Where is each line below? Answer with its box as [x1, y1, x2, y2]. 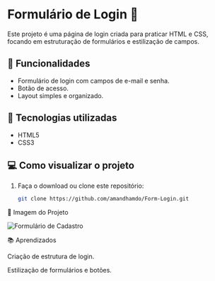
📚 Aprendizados [7, 236, 57, 244]
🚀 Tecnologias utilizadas [7, 112, 117, 124]
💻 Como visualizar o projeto [7, 159, 134, 172]
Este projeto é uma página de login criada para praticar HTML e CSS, [7, 30, 209, 38]
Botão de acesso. [17, 84, 69, 92]
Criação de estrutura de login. [7, 252, 95, 261]
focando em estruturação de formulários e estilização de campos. [7, 37, 199, 45]
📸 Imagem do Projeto [7, 208, 69, 217]
